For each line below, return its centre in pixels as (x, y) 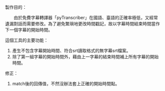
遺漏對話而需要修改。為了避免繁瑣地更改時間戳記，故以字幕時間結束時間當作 (82, 24)
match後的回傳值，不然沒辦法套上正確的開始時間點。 (66, 84)
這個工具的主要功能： (27, 40)
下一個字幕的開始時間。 (29, 30)
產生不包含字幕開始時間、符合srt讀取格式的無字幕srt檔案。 (71, 51)
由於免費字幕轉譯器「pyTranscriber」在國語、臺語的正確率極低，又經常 (86, 18)
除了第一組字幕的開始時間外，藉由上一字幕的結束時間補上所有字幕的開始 (85, 57)
